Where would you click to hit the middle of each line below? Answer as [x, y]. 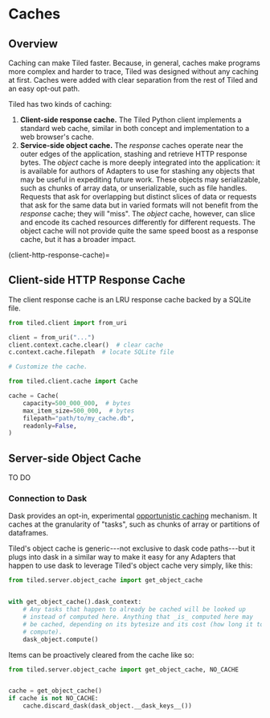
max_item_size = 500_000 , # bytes [79, 411]
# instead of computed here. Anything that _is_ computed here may [138, 617]
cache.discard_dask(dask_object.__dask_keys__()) [108, 706]
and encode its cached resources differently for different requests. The [137, 222]
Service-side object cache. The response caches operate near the [131, 145]
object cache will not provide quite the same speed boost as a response [139, 231]
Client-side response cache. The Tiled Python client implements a [131, 120]
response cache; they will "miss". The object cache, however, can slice [137, 213]
